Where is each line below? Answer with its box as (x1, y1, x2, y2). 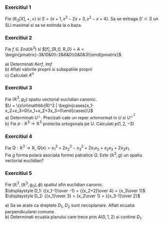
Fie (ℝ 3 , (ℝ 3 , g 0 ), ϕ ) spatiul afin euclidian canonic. (5, 181, 104, 188)
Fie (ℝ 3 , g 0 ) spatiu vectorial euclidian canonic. (5, 95, 97, 103)
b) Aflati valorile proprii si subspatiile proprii (5, 66, 92, 72)
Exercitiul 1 (5, 4, 32, 11)
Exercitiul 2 (5, 34, 33, 41)
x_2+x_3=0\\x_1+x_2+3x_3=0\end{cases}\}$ (5, 108, 93, 113)
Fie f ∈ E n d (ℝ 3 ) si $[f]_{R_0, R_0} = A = (5, 45, 84, 52)
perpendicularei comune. (5, 209, 55, 215)
